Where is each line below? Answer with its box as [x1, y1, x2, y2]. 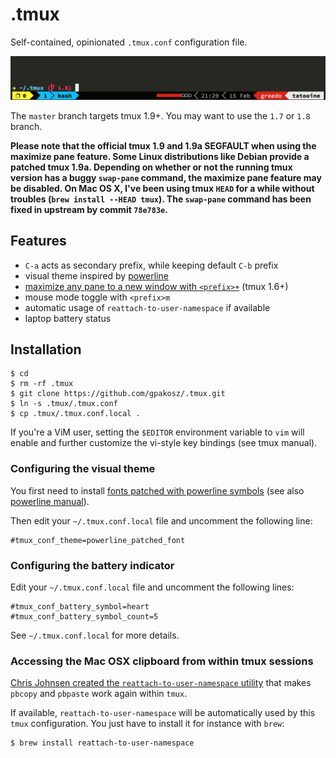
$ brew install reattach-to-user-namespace [10, 738, 195, 748]
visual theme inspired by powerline [24, 269, 169, 282]
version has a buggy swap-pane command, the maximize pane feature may [10, 171, 322, 183]
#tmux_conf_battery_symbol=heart [10, 602, 150, 612]
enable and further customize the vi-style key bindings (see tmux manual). [10, 437, 318, 449]
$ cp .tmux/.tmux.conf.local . [10, 409, 141, 419]
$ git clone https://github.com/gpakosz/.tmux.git [10, 389, 226, 399]
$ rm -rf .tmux [10, 379, 74, 389]
